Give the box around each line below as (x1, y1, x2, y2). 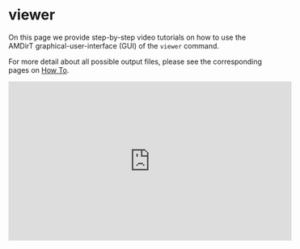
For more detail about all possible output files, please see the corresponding (8, 57, 263, 66)
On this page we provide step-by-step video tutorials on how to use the (8, 32, 247, 42)
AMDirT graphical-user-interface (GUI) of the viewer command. (8, 40, 220, 50)
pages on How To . (8, 65, 70, 74)
